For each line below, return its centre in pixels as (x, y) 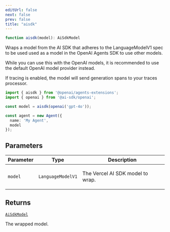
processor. (16, 84)
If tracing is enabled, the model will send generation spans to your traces (81, 78)
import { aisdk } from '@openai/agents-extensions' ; (62, 93)
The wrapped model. (27, 224)
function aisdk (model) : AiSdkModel (43, 38)
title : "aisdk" (21, 24)
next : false (18, 15)
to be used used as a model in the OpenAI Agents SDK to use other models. (84, 53)
